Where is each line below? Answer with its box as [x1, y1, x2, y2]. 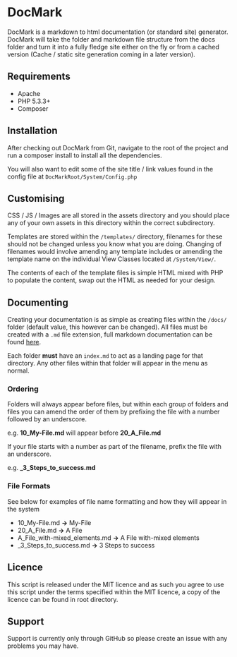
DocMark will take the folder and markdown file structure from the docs [7, 35, 215, 43]
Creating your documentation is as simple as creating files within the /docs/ [7, 315, 227, 324]
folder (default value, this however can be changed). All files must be [7, 323, 208, 332]
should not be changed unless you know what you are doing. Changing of [7, 240, 222, 248]
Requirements [7, 71, 71, 83]
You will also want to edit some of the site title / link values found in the [7, 164, 214, 173]
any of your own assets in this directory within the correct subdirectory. [7, 219, 215, 227]
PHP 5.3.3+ [17, 97, 51, 105]
